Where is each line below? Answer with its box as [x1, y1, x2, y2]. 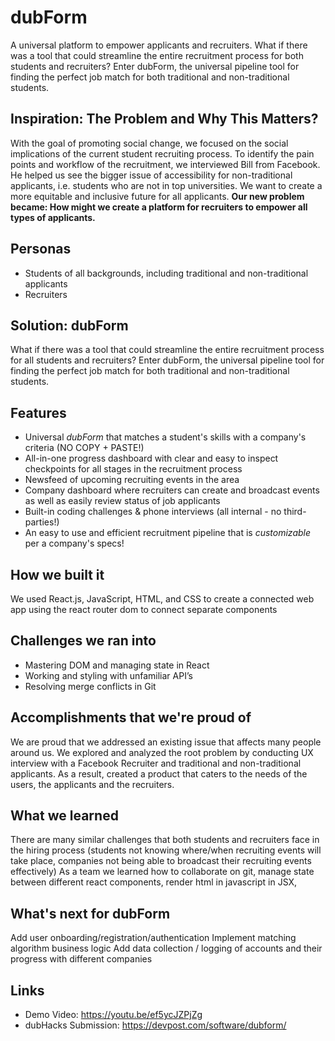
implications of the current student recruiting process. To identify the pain [10, 147, 315, 160]
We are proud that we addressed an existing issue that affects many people [10, 736, 322, 748]
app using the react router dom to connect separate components [10, 604, 278, 615]
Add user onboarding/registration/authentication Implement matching [10, 932, 297, 944]
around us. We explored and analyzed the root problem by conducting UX [10, 746, 314, 758]
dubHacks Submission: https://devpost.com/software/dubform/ [24, 1019, 287, 1031]
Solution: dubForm [10, 317, 129, 334]
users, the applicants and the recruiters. [10, 778, 175, 790]
